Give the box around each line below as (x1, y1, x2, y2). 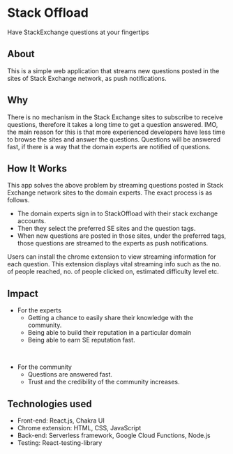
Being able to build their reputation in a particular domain (27, 328, 192, 337)
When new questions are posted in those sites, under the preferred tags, (17, 232, 227, 240)
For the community (17, 363, 72, 371)
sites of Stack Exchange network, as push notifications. (7, 74, 167, 82)
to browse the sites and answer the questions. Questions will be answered (7, 135, 221, 144)
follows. (7, 196, 30, 204)
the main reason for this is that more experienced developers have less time (7, 128, 225, 136)
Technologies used (7, 398, 92, 409)
